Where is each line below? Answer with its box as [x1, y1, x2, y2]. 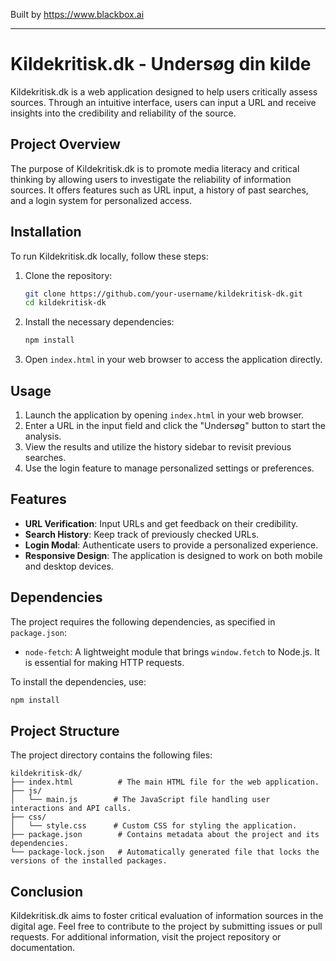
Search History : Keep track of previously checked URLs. [24, 528, 260, 540]
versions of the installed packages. [10, 856, 168, 866]
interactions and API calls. [10, 804, 132, 814]
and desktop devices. [24, 560, 114, 572]
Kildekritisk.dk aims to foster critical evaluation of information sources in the [10, 910, 324, 922]
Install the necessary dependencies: [24, 316, 175, 328]
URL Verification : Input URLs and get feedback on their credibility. [24, 517, 299, 529]
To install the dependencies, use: [10, 675, 147, 688]
